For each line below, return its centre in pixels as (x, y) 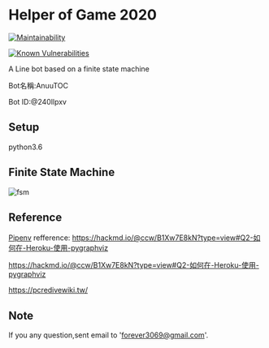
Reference (35, 217)
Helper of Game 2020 (82, 15)
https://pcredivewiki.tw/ (48, 290)
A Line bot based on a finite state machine (79, 69)
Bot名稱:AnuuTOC (39, 85)
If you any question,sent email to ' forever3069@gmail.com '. (108, 335)
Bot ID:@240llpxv (38, 101)
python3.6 (26, 147)
